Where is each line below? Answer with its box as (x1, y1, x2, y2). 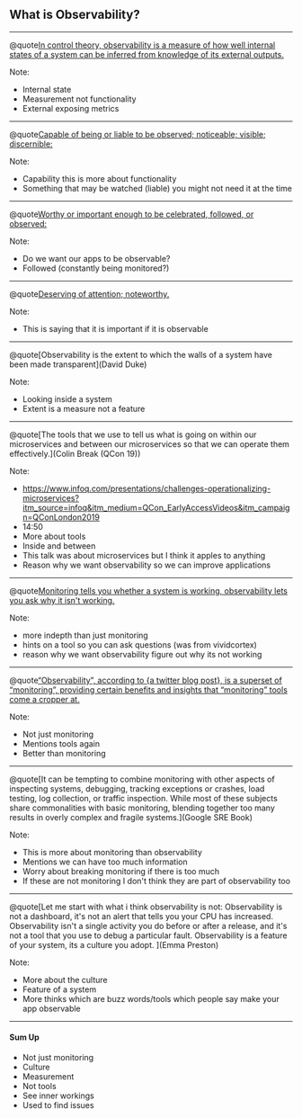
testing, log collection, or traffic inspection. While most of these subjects (9, 792, 279, 803)
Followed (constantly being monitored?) (22, 263, 170, 273)
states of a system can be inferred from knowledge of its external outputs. (9, 49, 285, 59)
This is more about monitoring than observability (22, 846, 202, 857)
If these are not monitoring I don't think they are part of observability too (22, 875, 290, 886)
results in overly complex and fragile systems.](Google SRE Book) (9, 811, 253, 822)
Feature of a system (22, 984, 97, 995)
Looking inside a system (22, 393, 112, 404)
